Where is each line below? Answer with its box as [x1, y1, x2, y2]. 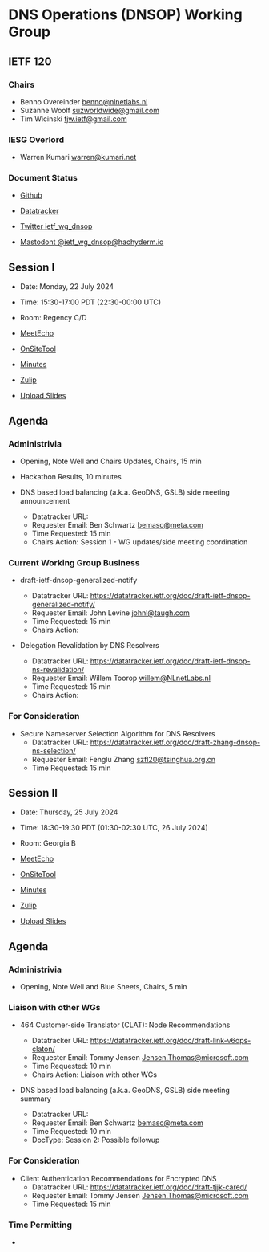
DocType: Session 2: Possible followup [31, 1135, 160, 1145]
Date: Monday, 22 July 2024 [19, 282, 114, 292]
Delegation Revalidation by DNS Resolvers [19, 641, 160, 650]
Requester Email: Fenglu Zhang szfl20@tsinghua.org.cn [31, 754, 216, 764]
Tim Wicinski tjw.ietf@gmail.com [19, 114, 127, 124]
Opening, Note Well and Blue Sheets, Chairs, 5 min [19, 982, 187, 992]
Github [19, 190, 42, 200]
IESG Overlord [8, 134, 65, 145]
